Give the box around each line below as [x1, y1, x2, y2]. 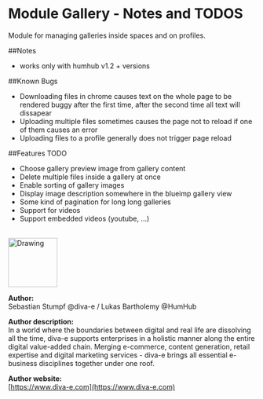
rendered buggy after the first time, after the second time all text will [19, 100, 241, 109]
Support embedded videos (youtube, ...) [19, 214, 150, 223]
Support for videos [19, 205, 81, 214]
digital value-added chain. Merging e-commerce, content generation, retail [8, 342, 250, 351]
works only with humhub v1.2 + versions [19, 60, 151, 71]
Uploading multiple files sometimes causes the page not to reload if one [19, 116, 253, 126]
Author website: [8, 374, 63, 383]
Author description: [8, 317, 75, 326]
